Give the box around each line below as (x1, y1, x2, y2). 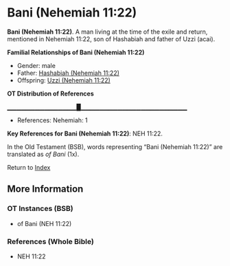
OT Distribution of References (7, 89, 94, 98)
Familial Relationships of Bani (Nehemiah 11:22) (7, 48, 145, 56)
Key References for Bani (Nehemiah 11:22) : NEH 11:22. (7, 129, 163, 137)
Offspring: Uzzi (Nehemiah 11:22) (16, 76, 111, 84)
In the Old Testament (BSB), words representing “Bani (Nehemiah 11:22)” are (7, 142, 223, 151)
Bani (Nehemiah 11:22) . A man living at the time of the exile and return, (7, 27, 208, 36)
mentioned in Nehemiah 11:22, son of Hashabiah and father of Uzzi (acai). (7, 34, 216, 43)
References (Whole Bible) (7, 236, 94, 246)
